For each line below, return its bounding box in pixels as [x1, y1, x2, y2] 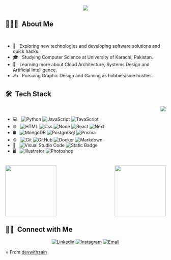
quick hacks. [12, 48, 40, 54]
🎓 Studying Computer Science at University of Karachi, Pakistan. [12, 54, 153, 60]
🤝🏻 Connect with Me [5, 225, 73, 234]
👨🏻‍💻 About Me [5, 19, 53, 28]
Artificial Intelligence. [12, 67, 58, 73]
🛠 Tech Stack [5, 90, 52, 99]
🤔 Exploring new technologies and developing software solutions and [12, 43, 160, 49]
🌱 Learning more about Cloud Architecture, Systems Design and [12, 62, 150, 67]
